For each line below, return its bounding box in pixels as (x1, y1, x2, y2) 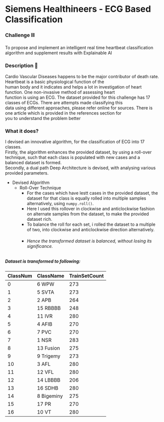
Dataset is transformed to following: (5, 258, 81, 264)
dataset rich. (26, 216, 52, 222)
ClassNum (7, 272, 33, 279)
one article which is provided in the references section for (5, 110, 122, 116)
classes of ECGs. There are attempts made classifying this (5, 99, 123, 105)
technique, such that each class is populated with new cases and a (5, 154, 141, 160)
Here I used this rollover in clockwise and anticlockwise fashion (26, 206, 155, 212)
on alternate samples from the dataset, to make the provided (26, 211, 149, 217)
